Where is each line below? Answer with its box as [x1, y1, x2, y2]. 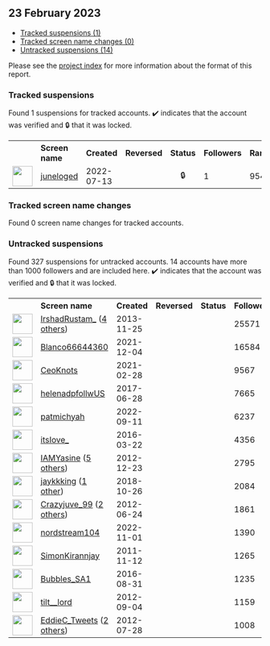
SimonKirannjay [40, 550, 100, 561]
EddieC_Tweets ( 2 [40, 615, 109, 626]
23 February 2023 [8, 6, 101, 20]
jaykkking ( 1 [40, 475, 88, 486]
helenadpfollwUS [40, 387, 106, 398]
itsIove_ [40, 434, 70, 445]
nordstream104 [40, 527, 100, 538]
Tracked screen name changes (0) [19, 36, 135, 46]
